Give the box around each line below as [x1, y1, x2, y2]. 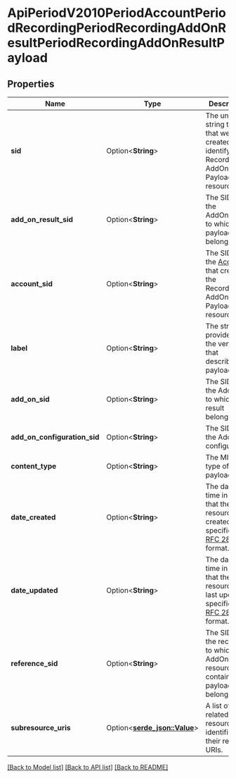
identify [205, 146, 230, 156]
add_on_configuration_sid [11, 432, 100, 442]
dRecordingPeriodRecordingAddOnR [7, 20, 227, 36]
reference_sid [11, 659, 58, 668]
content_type [11, 462, 57, 471]
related [205, 710, 229, 720]
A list [205, 701, 223, 710]
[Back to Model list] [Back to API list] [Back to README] [7, 763, 169, 771]
